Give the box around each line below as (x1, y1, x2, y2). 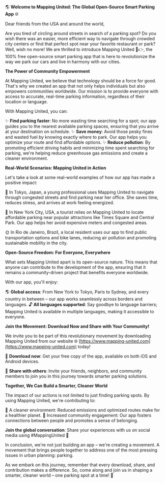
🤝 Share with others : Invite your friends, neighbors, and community (5, 368, 142, 374)
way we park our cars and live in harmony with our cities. (5, 59, 121, 64)
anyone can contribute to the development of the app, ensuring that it (5, 264, 146, 270)
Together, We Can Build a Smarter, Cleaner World (5, 383, 108, 388)
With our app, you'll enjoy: (5, 279, 58, 285)
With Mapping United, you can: (5, 108, 68, 114)
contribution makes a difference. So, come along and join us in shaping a (5, 467, 153, 473)
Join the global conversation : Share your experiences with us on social (5, 427, 151, 433)
